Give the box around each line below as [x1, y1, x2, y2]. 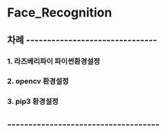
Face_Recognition [7, 5, 112, 21]
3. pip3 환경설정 [7, 96, 59, 106]
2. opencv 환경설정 [7, 76, 69, 86]
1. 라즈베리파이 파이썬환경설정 [7, 57, 101, 66]
